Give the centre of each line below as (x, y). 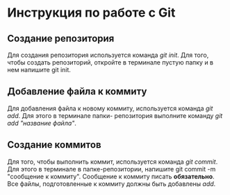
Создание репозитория (61, 39)
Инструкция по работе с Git (91, 13)
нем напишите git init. (39, 70)
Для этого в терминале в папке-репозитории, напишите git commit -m (112, 169)
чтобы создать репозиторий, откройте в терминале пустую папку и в (110, 62)
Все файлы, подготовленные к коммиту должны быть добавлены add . (112, 184)
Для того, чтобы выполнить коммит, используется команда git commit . (113, 162)
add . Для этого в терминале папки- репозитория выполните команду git (115, 115)
